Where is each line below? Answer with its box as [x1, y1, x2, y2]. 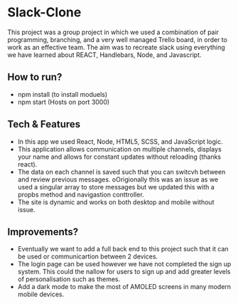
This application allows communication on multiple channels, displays [17, 145, 222, 153]
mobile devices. [17, 290, 65, 299]
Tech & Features [7, 118, 81, 130]
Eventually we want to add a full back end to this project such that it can [17, 245, 229, 253]
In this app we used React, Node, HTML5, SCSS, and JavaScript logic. [17, 137, 223, 146]
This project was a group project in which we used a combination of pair [7, 28, 219, 36]
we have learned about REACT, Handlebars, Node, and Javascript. [7, 51, 202, 59]
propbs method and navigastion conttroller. [17, 190, 144, 199]
